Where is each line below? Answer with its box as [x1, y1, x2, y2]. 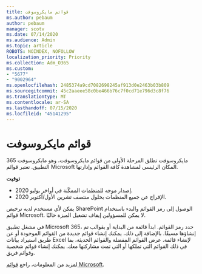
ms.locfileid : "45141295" [6, 111, 72, 117]
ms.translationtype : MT [6, 94, 67, 100]
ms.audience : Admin [6, 37, 56, 43]
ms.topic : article [6, 43, 53, 49]
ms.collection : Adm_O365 [6, 60, 69, 66]
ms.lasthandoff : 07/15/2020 [6, 104, 78, 111]
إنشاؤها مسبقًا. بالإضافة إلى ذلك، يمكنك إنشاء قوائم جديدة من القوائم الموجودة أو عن [6, 230, 196, 237]
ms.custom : [6, 65, 34, 72]
